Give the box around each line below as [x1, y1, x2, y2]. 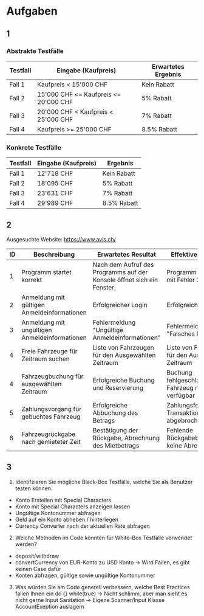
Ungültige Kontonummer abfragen [15, 509, 101, 516]
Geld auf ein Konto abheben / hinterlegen [15, 516, 119, 523]
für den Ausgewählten [92, 351, 156, 359]
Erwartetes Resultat [97, 250, 156, 258]
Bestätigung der [92, 426, 138, 434]
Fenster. [92, 283, 117, 291]
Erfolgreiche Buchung [92, 376, 155, 384]
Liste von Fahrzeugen [92, 343, 155, 351]
